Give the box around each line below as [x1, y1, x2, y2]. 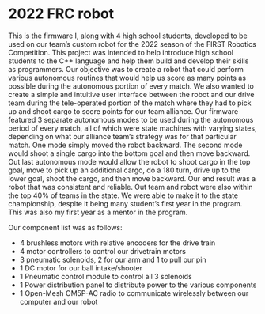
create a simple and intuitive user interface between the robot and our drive [8, 89, 255, 99]
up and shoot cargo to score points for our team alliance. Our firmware [8, 106, 239, 115]
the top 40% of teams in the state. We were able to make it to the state [8, 191, 239, 200]
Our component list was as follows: [8, 222, 123, 232]
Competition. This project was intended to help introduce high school [8, 47, 233, 57]
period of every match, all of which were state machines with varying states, [8, 123, 257, 133]
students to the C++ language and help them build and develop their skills [8, 56, 249, 66]
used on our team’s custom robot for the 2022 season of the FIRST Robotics [8, 39, 257, 48]
